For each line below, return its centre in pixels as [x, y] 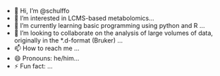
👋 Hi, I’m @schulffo [42, 11]
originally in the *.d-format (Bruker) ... [68, 40]
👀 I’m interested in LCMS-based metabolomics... [84, 18]
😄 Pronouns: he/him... [47, 58]
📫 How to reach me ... [47, 48]
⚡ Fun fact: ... [33, 66]
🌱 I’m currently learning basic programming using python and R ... [109, 25]
